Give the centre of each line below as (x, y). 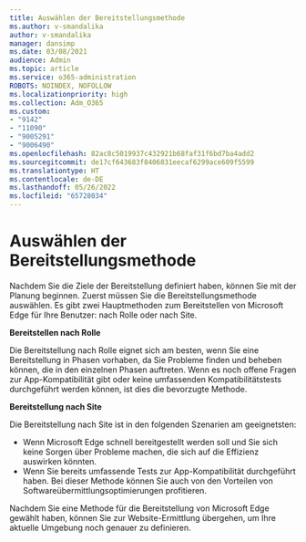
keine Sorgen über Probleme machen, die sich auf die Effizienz (141, 452)
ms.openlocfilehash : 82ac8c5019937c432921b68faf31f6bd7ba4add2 (132, 153)
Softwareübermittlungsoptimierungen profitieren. (115, 490)
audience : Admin (40, 60)
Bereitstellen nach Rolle (55, 332)
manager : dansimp (42, 43)
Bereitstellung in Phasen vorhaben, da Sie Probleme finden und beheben (146, 360)
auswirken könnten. (60, 461)
